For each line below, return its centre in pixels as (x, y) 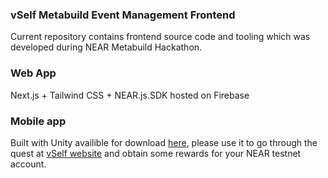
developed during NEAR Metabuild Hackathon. (106, 47)
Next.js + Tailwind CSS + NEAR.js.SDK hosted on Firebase (130, 95)
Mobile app (38, 121)
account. (28, 164)
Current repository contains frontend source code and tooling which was (160, 37)
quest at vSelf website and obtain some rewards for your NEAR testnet (156, 153)
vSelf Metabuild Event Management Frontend (123, 15)
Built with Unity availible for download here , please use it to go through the (164, 142)
